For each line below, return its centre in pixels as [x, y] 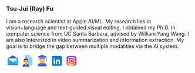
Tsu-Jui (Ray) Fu [30, 9]
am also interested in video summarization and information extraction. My [95, 40]
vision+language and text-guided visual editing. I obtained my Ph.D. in [91, 27]
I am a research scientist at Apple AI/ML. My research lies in [79, 22]
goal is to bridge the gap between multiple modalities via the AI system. [93, 46]
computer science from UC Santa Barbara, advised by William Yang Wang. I [97, 34]
